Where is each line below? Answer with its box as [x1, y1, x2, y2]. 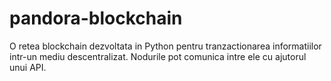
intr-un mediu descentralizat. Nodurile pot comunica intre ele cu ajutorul [9, 50, 307, 62]
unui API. [9, 61, 47, 73]
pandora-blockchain [9, 7, 183, 30]
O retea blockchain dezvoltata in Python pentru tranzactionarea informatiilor [9, 40, 322, 52]
